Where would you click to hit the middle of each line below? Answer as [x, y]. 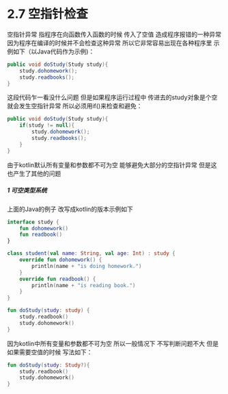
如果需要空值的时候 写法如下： [50, 352]
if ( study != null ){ [47, 125]
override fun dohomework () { [61, 260]
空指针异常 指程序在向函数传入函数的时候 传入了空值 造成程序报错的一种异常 [114, 34]
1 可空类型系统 [27, 190]
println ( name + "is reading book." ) [84, 285]
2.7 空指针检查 [48, 14]
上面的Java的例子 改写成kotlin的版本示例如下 [70, 209]
